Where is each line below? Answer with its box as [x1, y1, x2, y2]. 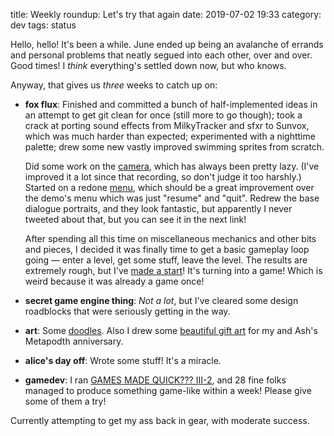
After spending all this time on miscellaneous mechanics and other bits [24, 233, 317, 244]
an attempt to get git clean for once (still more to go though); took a [24, 109, 303, 121]
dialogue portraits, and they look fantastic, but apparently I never [24, 203, 293, 214]
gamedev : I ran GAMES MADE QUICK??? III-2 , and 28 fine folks [24, 374, 287, 386]
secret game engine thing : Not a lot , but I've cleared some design [24, 295, 299, 306]
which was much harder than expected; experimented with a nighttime [24, 130, 316, 142]
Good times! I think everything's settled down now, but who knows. [10, 60, 287, 71]
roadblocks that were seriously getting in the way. [24, 305, 231, 317]
